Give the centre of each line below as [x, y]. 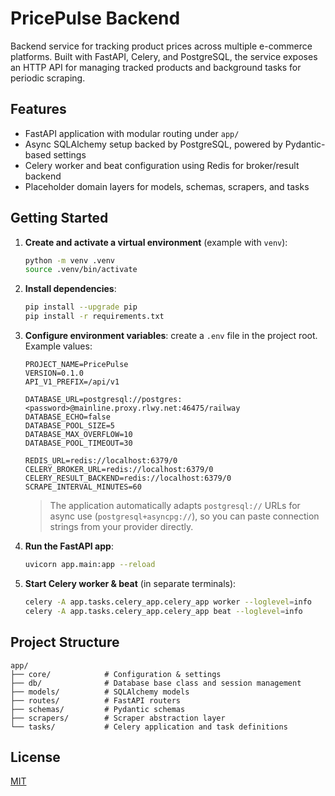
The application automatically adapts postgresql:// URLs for [175, 506]
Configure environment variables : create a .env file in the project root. [171, 336]
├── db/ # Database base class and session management [156, 683]
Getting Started [59, 218]
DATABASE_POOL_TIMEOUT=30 [78, 443]
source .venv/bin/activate [81, 270]
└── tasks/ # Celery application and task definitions [149, 727]
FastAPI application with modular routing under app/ [132, 133]
